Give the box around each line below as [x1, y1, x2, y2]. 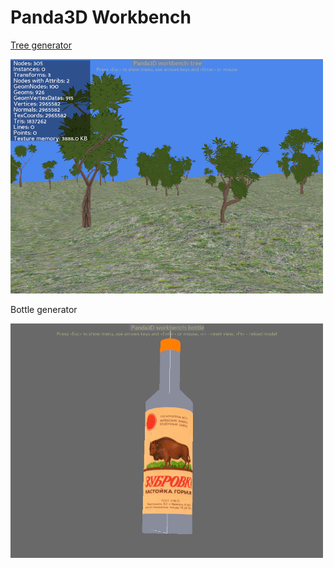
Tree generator [10, 39, 72, 51]
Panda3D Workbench [10, 6, 192, 29]
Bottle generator [10, 303, 78, 315]
